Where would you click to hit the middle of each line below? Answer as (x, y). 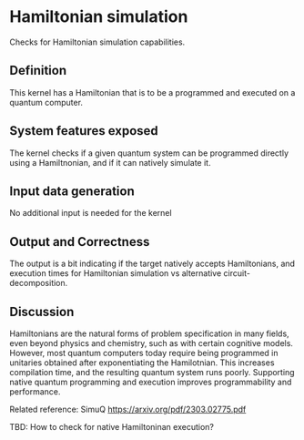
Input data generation (72, 191)
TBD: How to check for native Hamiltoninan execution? (111, 427)
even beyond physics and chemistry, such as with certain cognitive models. (152, 343)
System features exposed (84, 131)
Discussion (42, 312)
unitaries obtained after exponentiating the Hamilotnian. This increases (142, 363)
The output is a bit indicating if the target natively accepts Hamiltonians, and (152, 264)
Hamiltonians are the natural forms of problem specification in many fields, (149, 333)
